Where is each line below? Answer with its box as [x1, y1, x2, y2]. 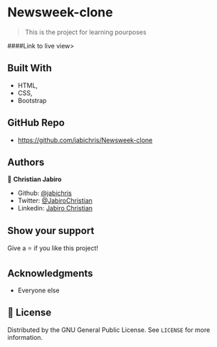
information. [7, 333, 43, 341]
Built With [7, 62, 52, 75]
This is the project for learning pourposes [24, 28, 147, 36]
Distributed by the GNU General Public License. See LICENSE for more [7, 325, 211, 334]
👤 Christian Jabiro [7, 175, 62, 183]
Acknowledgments [7, 267, 94, 279]
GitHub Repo [7, 117, 65, 129]
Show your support [7, 225, 95, 237]
